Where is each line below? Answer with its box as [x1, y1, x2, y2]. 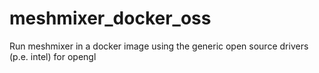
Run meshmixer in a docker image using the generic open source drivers [9, 40, 309, 52]
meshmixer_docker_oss [9, 7, 212, 30]
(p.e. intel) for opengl [9, 50, 97, 62]
